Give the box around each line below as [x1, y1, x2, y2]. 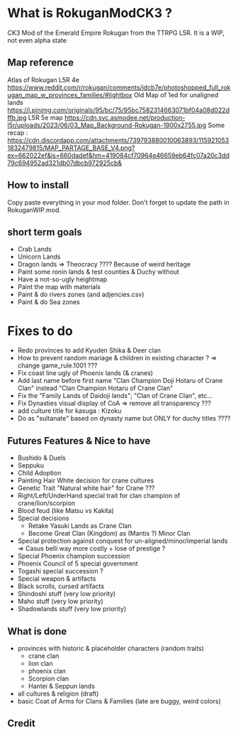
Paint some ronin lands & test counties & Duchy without [17, 268, 179, 276]
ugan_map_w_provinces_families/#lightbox [7, 90, 132, 99]
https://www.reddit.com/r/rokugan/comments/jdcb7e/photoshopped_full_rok [7, 83, 231, 92]
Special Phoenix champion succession [17, 552, 130, 561]
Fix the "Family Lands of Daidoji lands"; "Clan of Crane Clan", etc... [17, 392, 213, 400]
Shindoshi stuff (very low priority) [17, 590, 116, 598]
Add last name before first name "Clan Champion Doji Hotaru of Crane [17, 377, 223, 385]
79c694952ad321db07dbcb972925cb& [7, 158, 123, 167]
